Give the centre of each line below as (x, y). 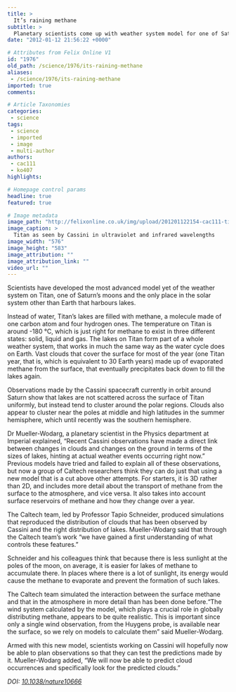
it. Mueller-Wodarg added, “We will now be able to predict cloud (100, 660)
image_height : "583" (38, 248)
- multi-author (32, 151)
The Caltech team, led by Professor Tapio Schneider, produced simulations (116, 514)
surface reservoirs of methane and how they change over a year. (101, 501)
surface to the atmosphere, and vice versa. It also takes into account (106, 493)
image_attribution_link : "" (48, 261)
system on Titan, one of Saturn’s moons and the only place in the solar (109, 295)
